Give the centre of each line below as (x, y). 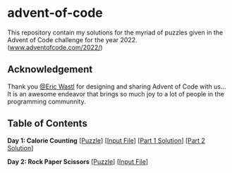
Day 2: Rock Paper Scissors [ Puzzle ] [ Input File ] (78, 161)
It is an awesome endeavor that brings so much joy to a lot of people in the (116, 94)
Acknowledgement (50, 69)
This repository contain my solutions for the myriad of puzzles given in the (115, 32)
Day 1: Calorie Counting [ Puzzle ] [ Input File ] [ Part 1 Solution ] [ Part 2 (106, 140)
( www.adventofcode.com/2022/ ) (55, 47)
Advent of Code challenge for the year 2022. (72, 39)
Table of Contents (48, 123)
